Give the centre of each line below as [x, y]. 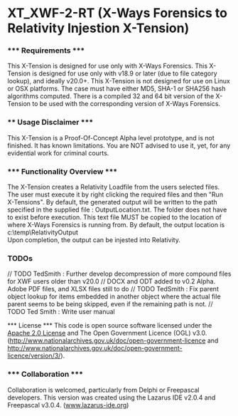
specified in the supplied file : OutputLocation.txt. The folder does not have [117, 210]
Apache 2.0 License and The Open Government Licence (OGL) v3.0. [107, 333]
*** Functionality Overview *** [63, 171]
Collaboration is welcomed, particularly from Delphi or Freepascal [103, 390]
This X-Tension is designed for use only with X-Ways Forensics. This [108, 66]
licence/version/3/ [34, 356]
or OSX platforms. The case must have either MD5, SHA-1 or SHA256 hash [117, 89]
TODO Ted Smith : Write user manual [61, 312]
